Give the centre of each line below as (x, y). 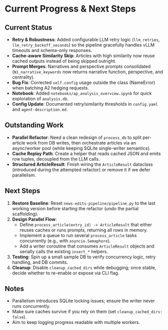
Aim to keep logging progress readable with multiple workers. (76, 322)
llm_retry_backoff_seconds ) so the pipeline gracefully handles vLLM (83, 45)
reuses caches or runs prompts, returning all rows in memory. (84, 230)
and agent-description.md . (40, 109)
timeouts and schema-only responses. (52, 50)
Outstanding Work (34, 125)
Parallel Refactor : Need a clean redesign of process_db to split (77, 137)
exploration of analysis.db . (40, 99)
